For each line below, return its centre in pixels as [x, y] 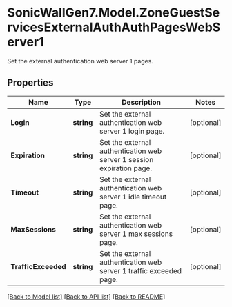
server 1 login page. [132, 131]
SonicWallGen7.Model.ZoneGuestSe [114, 13]
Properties [30, 83]
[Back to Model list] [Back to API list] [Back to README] [86, 296]
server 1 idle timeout [133, 197]
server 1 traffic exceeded [140, 270]
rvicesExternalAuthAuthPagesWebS [114, 27]
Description [141, 102]
